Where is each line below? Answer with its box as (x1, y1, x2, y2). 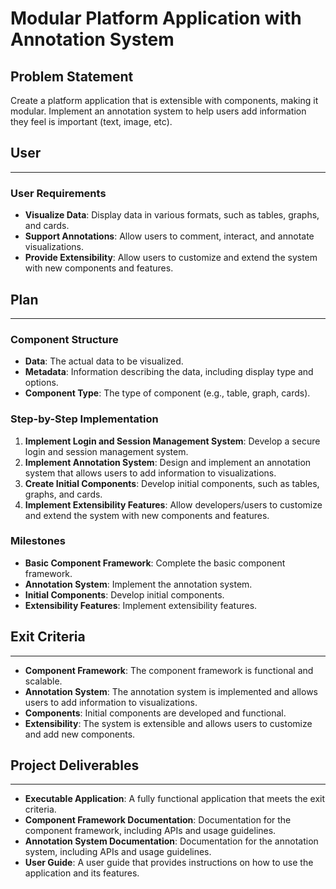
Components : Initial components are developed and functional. (24, 707, 287, 719)
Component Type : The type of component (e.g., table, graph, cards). (24, 387, 311, 399)
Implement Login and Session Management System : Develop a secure (24, 435, 321, 447)
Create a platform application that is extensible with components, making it (10, 95, 319, 106)
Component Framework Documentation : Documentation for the (24, 814, 292, 826)
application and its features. (24, 867, 140, 879)
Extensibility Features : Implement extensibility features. (24, 599, 258, 611)
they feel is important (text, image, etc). (10, 116, 173, 127)
